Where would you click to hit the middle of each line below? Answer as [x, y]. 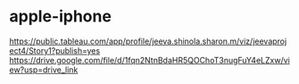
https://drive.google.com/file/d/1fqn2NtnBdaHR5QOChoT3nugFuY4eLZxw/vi [149, 60]
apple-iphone [60, 17]
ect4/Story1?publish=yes [55, 50]
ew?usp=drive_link [44, 70]
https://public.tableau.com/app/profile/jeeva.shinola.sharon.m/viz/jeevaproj [148, 41]
